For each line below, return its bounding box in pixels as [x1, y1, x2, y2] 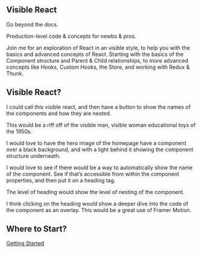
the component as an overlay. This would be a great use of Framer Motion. [6, 206, 192, 213]
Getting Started [6, 240, 45, 247]
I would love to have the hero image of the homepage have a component [6, 139, 187, 146]
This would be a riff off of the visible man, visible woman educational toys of [6, 121, 196, 128]
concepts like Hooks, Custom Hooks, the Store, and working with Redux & [6, 63, 190, 70]
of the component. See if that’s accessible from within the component [6, 170, 180, 177]
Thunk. [6, 69, 24, 77]
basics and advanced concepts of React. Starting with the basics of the [6, 51, 184, 58]
